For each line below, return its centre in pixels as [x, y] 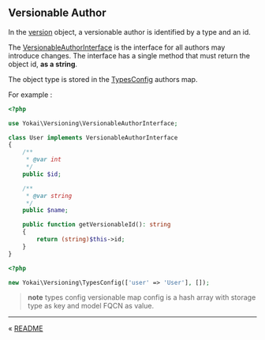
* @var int [43, 160]
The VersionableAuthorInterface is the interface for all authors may [117, 47]
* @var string [49, 196]
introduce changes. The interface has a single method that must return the [129, 55]
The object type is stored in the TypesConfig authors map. [103, 79]
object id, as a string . [43, 64]
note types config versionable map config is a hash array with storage [142, 297]
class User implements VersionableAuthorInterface [93, 137]
